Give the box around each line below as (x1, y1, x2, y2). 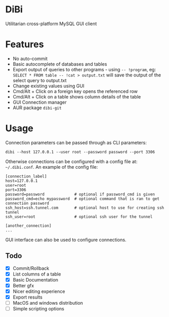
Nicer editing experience (12, 288, 65, 294)
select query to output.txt (12, 77, 67, 83)
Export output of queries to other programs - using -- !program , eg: (12, 66, 156, 72)
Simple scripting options (12, 306, 64, 312)
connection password (5, 201, 50, 206)
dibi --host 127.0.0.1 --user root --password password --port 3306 (5, 149, 155, 154)
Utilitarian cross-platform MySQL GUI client (5, 21, 97, 27)
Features (5, 38, 44, 50)
